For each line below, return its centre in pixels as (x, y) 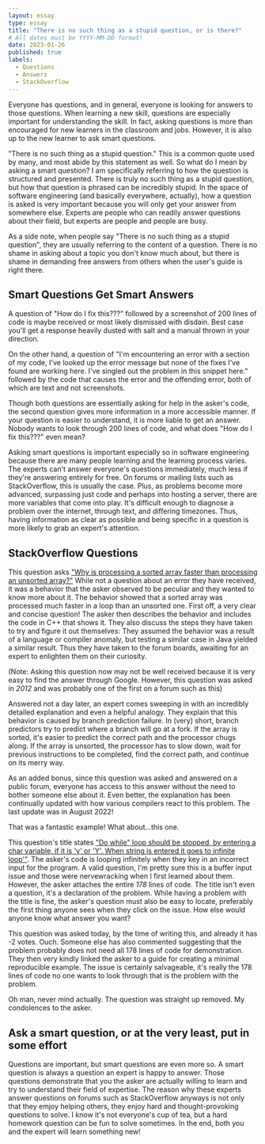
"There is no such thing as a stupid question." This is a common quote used (131, 153)
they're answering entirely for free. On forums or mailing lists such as (121, 478)
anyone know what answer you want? (70, 918)
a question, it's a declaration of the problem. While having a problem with (127, 893)
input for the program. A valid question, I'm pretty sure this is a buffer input (130, 868)
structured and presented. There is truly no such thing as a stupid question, (131, 178)
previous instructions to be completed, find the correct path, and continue (129, 754)
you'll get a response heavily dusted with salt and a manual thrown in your (129, 330)
